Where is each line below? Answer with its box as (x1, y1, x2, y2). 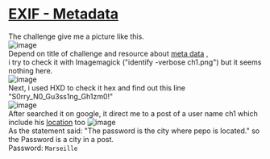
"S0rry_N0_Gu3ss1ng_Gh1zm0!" (8, 91, 114, 101)
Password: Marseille (8, 143, 78, 153)
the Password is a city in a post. (8, 134, 114, 144)
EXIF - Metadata (8, 5, 119, 23)
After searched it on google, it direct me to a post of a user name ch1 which (8, 108, 258, 118)
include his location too (8, 117, 86, 127)
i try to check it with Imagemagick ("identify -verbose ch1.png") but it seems (8, 57, 262, 67)
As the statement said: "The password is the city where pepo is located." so (8, 126, 260, 136)
